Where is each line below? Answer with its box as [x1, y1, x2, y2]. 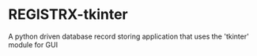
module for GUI [8, 39, 58, 49]
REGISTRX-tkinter [8, 6, 128, 24]
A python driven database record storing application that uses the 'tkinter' [8, 32, 249, 41]
